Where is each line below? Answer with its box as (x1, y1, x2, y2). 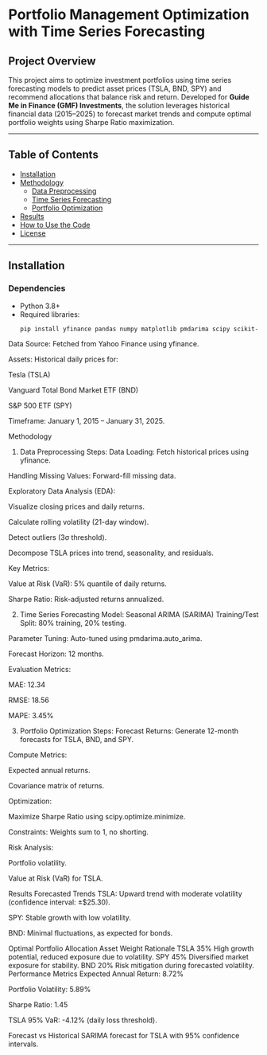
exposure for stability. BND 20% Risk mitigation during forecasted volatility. (8, 961, 254, 971)
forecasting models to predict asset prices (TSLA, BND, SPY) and (8, 84, 222, 93)
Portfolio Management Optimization (8, 6, 250, 24)
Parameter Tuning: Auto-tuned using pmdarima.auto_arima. (8, 634, 203, 643)
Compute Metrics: (8, 750, 68, 760)
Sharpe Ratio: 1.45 (8, 1000, 68, 1010)
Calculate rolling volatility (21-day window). (8, 518, 149, 527)
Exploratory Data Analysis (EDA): (8, 486, 116, 496)
